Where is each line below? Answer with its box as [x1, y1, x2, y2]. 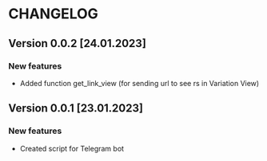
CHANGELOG [8, 5, 98, 23]
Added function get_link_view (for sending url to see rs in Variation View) [19, 78, 260, 88]
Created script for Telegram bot [19, 143, 125, 153]
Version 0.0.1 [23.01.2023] [8, 101, 144, 116]
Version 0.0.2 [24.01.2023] [8, 37, 146, 50]
